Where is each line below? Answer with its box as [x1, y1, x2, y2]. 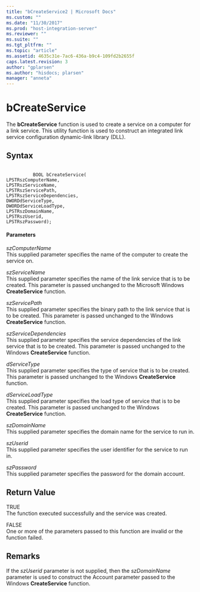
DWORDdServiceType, [6, 198, 55, 203]
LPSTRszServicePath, [6, 187, 58, 193]
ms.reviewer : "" [6, 31, 47, 37]
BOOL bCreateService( [32, 171, 87, 178]
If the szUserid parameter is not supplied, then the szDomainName [6, 567, 171, 574]
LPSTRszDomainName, [6, 208, 55, 214]
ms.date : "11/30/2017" [6, 20, 63, 26]
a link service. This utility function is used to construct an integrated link [6, 127, 183, 134]
